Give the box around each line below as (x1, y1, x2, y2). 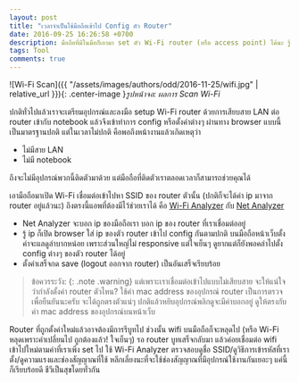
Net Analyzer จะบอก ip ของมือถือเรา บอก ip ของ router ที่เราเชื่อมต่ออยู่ (21, 218, 246, 229)
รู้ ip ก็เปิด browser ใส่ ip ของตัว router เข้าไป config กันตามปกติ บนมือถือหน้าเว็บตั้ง (21, 229, 286, 238)
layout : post (9, 12, 58, 22)
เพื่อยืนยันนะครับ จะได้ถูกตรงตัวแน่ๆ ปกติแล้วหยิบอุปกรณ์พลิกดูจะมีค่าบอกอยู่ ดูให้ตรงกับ (30, 296, 287, 306)
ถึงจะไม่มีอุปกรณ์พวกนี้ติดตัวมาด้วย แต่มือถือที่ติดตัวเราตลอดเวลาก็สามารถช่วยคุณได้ (9, 172, 252, 183)
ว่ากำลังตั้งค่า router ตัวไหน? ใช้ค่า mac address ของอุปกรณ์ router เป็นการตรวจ (30, 287, 283, 296)
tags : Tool (9, 46, 50, 55)
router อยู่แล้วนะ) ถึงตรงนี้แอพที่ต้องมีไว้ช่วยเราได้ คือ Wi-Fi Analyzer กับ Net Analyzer (9, 200, 285, 211)
